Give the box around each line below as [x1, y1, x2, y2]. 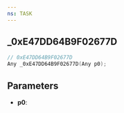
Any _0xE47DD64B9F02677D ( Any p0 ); [7, 60, 107, 68]
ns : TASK [7, 10, 33, 17]
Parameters [7, 80, 59, 92]
